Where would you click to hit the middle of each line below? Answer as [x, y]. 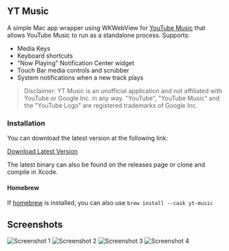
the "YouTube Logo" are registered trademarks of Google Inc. [111, 105]
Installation [26, 123]
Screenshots [35, 225]
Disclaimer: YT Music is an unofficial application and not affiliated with [123, 91]
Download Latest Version [43, 152]
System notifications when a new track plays [80, 77]
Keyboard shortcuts [45, 56]
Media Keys [34, 48]
